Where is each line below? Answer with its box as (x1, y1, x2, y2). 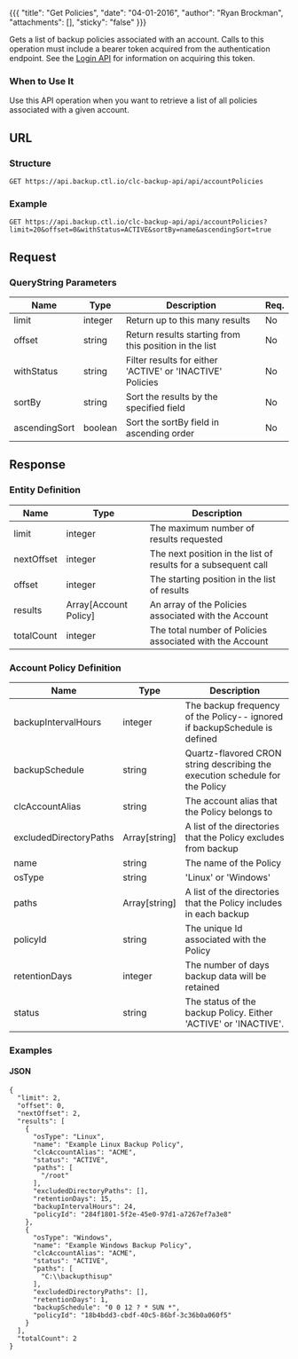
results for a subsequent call (149, 558, 269, 570)
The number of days (184, 958, 270, 970)
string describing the (184, 758, 272, 770)
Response (9, 457, 67, 473)
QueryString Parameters (9, 276, 117, 288)
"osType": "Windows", (32, 1233, 114, 1243)
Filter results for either (125, 354, 219, 366)
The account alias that (184, 794, 278, 806)
